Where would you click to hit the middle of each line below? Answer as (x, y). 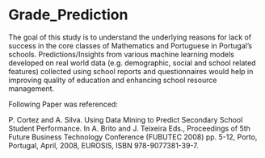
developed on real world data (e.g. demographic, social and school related (132, 63)
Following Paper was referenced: (63, 104)
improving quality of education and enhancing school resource (113, 80)
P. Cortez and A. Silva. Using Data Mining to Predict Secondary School (126, 119)
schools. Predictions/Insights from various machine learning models (121, 54)
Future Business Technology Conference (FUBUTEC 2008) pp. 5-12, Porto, (133, 137)
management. (32, 88)
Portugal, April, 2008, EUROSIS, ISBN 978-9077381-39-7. (104, 145)
